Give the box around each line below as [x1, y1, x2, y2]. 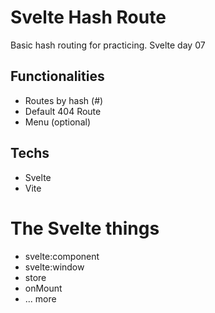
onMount [24, 282, 63, 294]
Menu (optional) [24, 116, 92, 128]
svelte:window [24, 261, 85, 273]
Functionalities [10, 68, 105, 85]
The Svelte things [10, 217, 160, 240]
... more [24, 292, 57, 305]
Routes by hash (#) [24, 94, 104, 106]
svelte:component [24, 250, 100, 262]
